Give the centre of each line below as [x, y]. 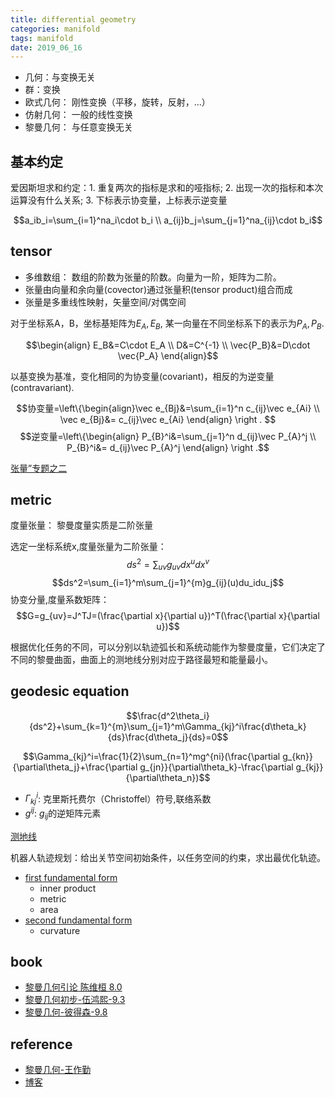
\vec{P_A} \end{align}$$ [168, 355]
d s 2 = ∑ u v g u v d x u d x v [168, 565]
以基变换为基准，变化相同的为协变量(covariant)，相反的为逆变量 [142, 376]
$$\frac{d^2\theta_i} [168, 715]
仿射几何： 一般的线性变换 [78, 115]
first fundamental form [71, 877]
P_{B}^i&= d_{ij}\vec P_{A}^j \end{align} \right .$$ [168, 447]
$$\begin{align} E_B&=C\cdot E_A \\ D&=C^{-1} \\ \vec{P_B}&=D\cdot [168, 345]
